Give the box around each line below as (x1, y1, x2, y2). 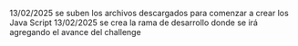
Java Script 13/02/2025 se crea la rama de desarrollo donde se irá (9, 17, 258, 28)
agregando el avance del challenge (9, 27, 141, 37)
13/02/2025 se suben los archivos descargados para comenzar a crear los (9, 8, 289, 18)
